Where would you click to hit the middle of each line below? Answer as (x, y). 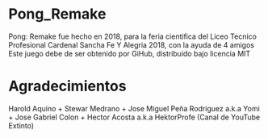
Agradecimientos (67, 86)
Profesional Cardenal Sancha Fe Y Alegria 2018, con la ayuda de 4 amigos (131, 44)
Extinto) (21, 125)
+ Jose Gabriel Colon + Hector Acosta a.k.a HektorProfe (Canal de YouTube (134, 117)
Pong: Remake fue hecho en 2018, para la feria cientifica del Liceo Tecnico (132, 36)
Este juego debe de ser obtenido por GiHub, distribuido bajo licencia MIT (130, 53)
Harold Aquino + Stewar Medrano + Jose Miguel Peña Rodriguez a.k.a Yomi (134, 108)
